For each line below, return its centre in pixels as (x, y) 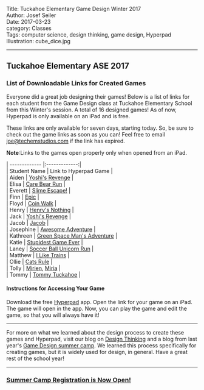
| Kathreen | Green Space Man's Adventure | (62, 236)
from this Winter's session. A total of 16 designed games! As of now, (92, 110)
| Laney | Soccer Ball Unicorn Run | (50, 249)
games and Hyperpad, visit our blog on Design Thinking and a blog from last (102, 339)
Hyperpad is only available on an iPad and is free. (68, 116)
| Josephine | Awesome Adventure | (51, 229)
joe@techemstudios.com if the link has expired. (66, 141)
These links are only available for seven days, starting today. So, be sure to (100, 128)
